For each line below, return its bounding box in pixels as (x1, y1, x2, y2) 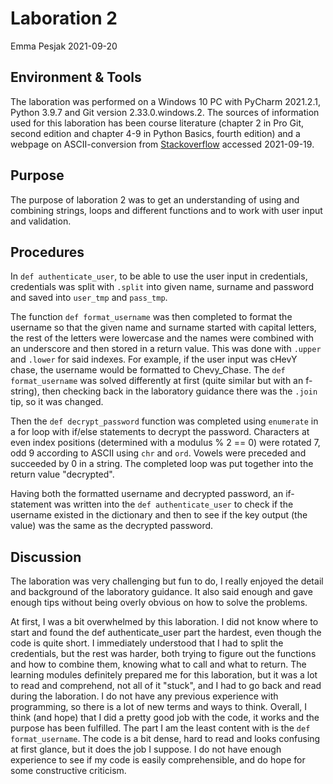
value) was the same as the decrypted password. (10, 520, 214, 532)
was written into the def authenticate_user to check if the (53, 498, 294, 511)
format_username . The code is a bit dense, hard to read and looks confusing (10, 733, 321, 745)
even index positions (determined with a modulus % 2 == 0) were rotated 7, (10, 437, 321, 449)
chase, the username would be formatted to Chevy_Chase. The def (10, 364, 286, 376)
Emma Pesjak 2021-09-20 (10, 40, 118, 52)
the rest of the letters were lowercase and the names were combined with (10, 332, 315, 344)
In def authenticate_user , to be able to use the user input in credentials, (10, 270, 308, 282)
